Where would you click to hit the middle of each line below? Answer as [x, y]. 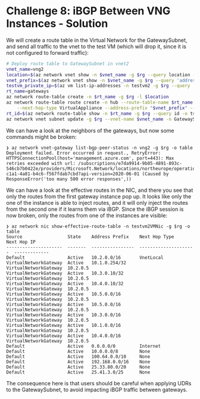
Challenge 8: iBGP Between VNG [88, 11]
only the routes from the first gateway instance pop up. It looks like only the [99, 196]
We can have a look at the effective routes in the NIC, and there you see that [100, 190]
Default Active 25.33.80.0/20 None [78, 367]
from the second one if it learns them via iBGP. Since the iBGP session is [95, 209]
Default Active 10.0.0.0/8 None [78, 351]
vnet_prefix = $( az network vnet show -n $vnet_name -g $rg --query [90, 80]
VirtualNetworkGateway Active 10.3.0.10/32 [65, 273]
